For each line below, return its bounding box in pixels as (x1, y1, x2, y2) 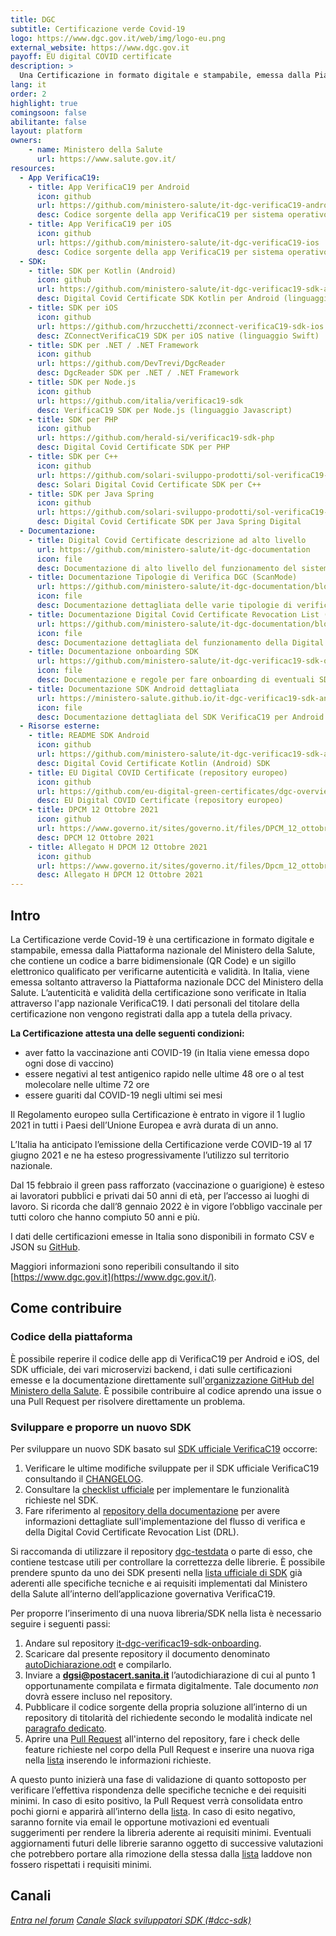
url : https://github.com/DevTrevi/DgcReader (36, 359, 226, 369)
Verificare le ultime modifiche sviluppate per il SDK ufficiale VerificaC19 (24, 1462, 320, 1474)
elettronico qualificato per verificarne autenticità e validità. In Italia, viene (10, 965, 310, 977)
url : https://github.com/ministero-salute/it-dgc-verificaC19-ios (36, 237, 320, 248)
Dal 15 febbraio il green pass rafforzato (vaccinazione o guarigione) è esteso (10, 1179, 325, 1191)
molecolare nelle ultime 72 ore (24, 1078, 150, 1090)
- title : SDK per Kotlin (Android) (28, 266, 177, 276)
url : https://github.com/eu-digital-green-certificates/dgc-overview (36, 786, 333, 796)
